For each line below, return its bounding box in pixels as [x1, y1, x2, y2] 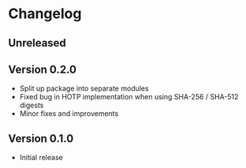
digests [19, 100, 44, 110]
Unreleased [8, 36, 67, 50]
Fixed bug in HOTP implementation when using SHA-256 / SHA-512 [19, 92, 239, 102]
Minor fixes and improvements [19, 109, 119, 118]
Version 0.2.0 [8, 62, 77, 76]
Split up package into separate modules [19, 84, 149, 93]
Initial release [19, 153, 63, 162]
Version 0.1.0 [8, 132, 74, 145]
